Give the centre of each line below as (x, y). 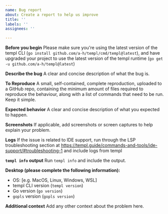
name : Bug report (24, 10)
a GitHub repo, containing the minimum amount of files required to (74, 89)
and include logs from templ (93, 151)
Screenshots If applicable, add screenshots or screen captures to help (79, 125)
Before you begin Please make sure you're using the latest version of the (81, 48)
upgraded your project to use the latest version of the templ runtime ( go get (84, 58)
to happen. (16, 115)
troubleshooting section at (33, 146)
